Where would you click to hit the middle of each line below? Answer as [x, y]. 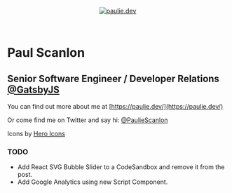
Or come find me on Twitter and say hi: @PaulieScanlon [88, 120]
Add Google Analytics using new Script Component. [93, 182]
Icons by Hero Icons [36, 134]
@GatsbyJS [33, 89]
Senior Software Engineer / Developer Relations [113, 78]
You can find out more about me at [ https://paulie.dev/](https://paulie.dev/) [115, 106]
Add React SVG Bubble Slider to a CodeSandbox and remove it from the [121, 167]
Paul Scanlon [46, 53]
